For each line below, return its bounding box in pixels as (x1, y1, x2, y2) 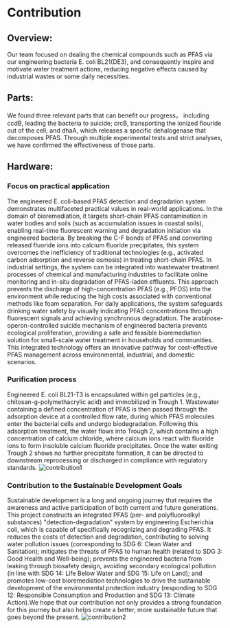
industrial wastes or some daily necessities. (7, 72, 130, 80)
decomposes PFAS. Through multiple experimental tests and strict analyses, (7, 133, 223, 142)
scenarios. (7, 357, 37, 366)
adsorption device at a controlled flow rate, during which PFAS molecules (7, 412, 215, 420)
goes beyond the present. (7, 613, 80, 621)
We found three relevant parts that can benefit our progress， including (7, 111, 209, 120)
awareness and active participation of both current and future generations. (7, 504, 218, 512)
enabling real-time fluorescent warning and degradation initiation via (7, 226, 201, 234)
